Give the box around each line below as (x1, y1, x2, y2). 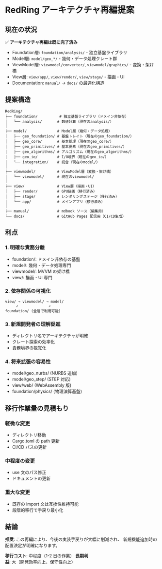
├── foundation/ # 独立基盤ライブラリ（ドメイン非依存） (5, 114, 129, 119)
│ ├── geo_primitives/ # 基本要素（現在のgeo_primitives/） (5, 144, 127, 149)
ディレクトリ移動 (12, 432, 46, 438)
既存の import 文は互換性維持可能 (12, 501, 79, 507)
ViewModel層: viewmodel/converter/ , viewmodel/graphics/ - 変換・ (12, 62, 146, 67)
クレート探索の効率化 (12, 339, 55, 345)
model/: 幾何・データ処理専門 (12, 262, 71, 268)
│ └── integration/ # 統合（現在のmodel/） (5, 159, 100, 165)
